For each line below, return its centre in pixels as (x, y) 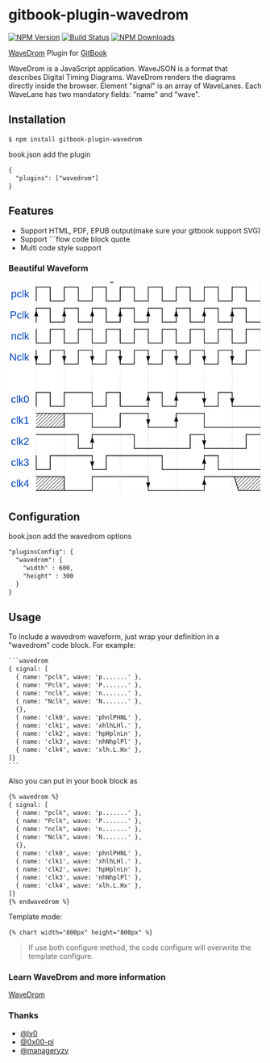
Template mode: (35, 917)
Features (31, 211)
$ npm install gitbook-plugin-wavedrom (75, 139)
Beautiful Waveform (48, 268)
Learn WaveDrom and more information (87, 977)
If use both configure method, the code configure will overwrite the (139, 947)
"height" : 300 (48, 576)
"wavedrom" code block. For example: (72, 645)
